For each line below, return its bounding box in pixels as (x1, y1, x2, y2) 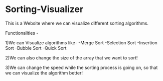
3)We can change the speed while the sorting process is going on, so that (5, 64, 158, 70)
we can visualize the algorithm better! (5, 69, 83, 76)
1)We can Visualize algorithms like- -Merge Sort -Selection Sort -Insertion (5, 39, 157, 46)
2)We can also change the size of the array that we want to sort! (5, 54, 138, 61)
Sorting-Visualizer (5, 4, 84, 15)
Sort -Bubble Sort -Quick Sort (5, 45, 67, 51)
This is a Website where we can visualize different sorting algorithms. (5, 20, 149, 26)
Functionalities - (5, 30, 39, 36)
